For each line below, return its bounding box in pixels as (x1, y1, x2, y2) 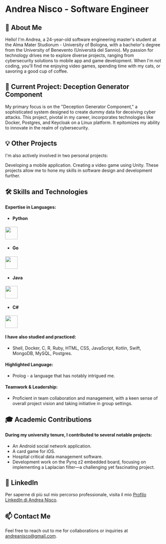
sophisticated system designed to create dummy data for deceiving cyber (5, 109, 156, 115)
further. (5, 173, 21, 179)
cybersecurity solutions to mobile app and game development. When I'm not (5, 58, 162, 63)
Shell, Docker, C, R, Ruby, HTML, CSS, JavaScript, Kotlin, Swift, (12, 345, 141, 351)
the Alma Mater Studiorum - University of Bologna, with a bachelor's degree (5, 42, 161, 48)
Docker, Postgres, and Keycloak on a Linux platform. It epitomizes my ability (5, 119, 160, 125)
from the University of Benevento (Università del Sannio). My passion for (5, 47, 154, 53)
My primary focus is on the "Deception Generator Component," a (5, 104, 138, 109)
